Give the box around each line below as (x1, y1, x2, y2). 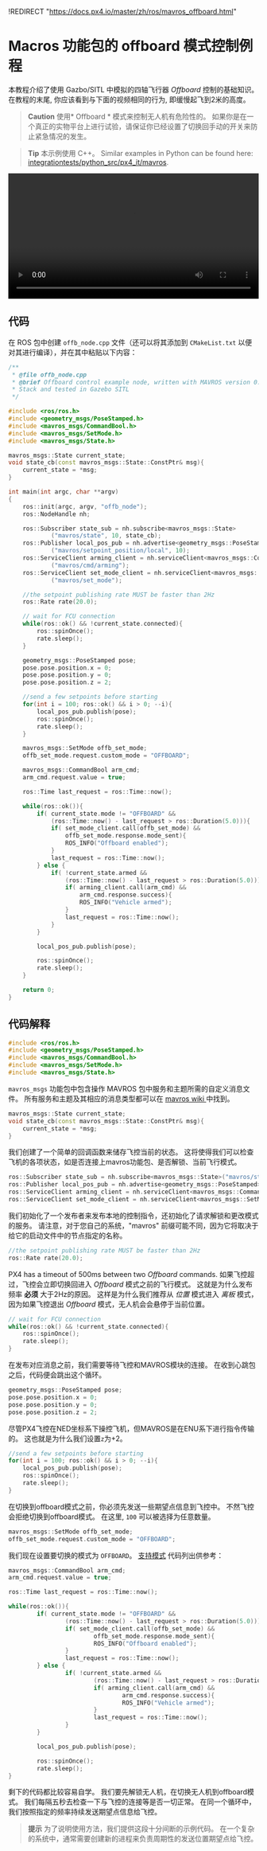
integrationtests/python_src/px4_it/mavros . (27, 157, 169, 166)
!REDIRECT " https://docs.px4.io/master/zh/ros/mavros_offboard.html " (8, 7, 237, 16)
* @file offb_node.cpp (11, 370, 87, 379)
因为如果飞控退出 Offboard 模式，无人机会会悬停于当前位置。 (8, 1299, 209, 1309)
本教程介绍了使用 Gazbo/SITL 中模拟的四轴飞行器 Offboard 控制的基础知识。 (8, 84, 259, 94)
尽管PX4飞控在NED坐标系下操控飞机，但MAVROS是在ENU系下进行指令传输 (8, 1423, 255, 1433)
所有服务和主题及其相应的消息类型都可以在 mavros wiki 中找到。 (23, 1094, 234, 1103)
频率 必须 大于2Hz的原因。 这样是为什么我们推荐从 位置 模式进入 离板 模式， (8, 1289, 258, 1298)
